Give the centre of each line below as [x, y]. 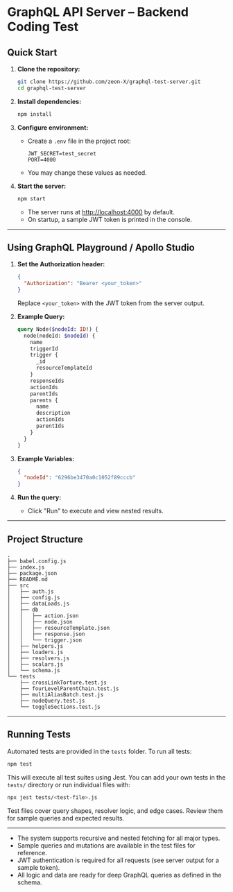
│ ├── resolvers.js [38, 658]
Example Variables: [46, 458]
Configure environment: [53, 127]
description [53, 413]
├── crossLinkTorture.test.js [63, 683]
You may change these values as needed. [87, 172]
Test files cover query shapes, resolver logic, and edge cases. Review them [115, 810]
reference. [32, 852]
